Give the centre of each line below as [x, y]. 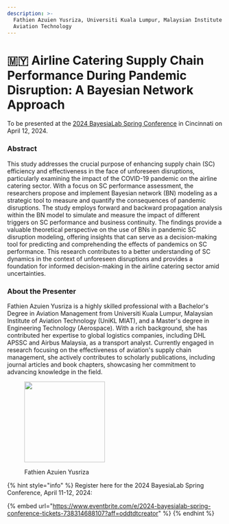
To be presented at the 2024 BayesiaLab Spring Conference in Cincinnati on [115, 124]
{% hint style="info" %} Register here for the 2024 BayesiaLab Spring [106, 485]
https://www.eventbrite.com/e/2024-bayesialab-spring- [132, 505]
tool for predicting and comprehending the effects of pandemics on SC [107, 244]
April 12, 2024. [27, 131]
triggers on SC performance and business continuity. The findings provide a [114, 222]
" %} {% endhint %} [186, 513]
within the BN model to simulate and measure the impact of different [104, 215]
